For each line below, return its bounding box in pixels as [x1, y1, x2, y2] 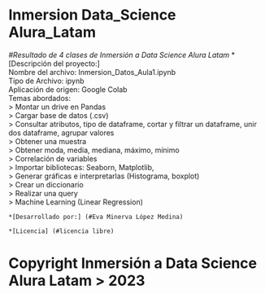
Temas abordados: [8, 93, 72, 103]
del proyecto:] [53, 59, 100, 68]
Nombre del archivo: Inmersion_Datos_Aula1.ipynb [8, 67, 176, 77]
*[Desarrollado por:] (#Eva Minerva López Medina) [8, 213, 184, 221]
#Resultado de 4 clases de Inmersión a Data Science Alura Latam [8, 50, 230, 59]
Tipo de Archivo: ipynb [8, 76, 85, 86]
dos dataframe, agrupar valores [8, 128, 115, 138]
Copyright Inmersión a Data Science [8, 254, 258, 273]
